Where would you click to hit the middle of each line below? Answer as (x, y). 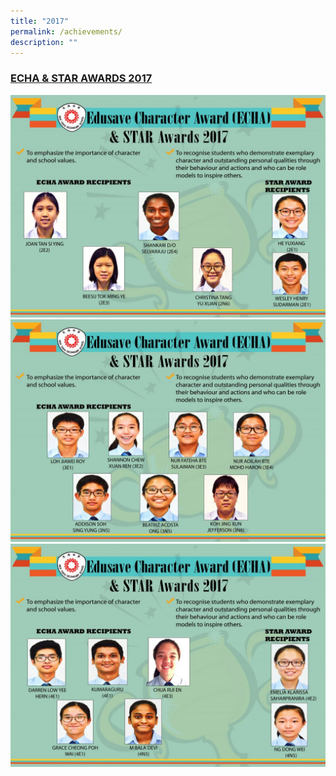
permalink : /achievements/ (66, 31)
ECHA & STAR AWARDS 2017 (81, 78)
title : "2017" (40, 21)
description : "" (44, 42)
